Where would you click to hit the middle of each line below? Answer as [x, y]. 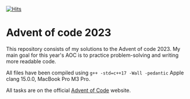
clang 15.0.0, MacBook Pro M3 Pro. [48, 78]
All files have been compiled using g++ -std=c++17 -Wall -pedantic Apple [95, 73]
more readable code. [31, 61]
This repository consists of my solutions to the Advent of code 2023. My [93, 49]
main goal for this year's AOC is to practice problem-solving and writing [92, 55]
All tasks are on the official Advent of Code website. [69, 90]
